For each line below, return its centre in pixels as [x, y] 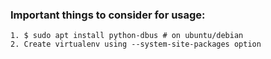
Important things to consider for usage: [108, 15]
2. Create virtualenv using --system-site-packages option [136, 44]
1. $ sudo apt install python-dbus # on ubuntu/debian [127, 36]
